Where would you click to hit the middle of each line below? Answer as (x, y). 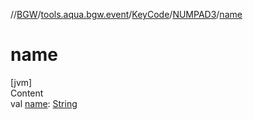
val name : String (44, 103)
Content (27, 93)
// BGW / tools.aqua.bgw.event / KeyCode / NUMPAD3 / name (126, 14)
